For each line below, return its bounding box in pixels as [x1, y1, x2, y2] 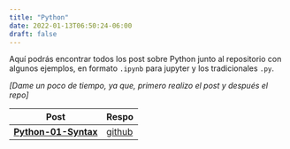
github [105, 126, 134, 138]
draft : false [9, 29, 57, 38]
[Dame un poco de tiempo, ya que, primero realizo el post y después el [9, 81, 268, 91]
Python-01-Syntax [13, 126, 98, 138]
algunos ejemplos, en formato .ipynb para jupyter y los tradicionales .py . [9, 63, 275, 74]
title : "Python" [9, 12, 69, 22]
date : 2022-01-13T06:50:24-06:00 [9, 21, 133, 30]
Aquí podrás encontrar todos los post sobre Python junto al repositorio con [9, 54, 282, 65]
